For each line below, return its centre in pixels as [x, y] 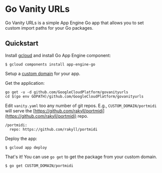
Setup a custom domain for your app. [43, 73]
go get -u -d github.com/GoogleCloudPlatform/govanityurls [67, 92]
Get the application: [25, 83]
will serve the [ [20, 111]
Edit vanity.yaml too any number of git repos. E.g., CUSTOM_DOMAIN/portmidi [81, 105]
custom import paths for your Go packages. [49, 28]
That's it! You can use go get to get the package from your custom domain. [81, 157]
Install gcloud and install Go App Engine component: [58, 55]
